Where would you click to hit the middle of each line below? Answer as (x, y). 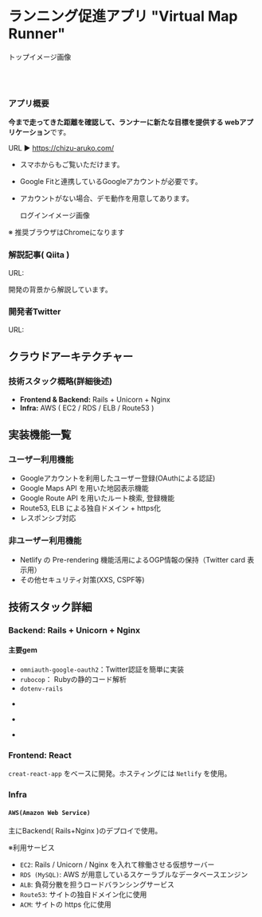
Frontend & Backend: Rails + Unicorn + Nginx (95, 399)
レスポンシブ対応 (48, 518)
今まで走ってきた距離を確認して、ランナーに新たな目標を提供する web (124, 122)
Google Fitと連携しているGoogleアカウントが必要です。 (111, 182)
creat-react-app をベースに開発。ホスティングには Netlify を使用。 (120, 774)
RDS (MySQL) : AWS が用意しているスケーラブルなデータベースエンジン (134, 875)
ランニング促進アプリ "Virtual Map (123, 16)
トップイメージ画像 (40, 57)
